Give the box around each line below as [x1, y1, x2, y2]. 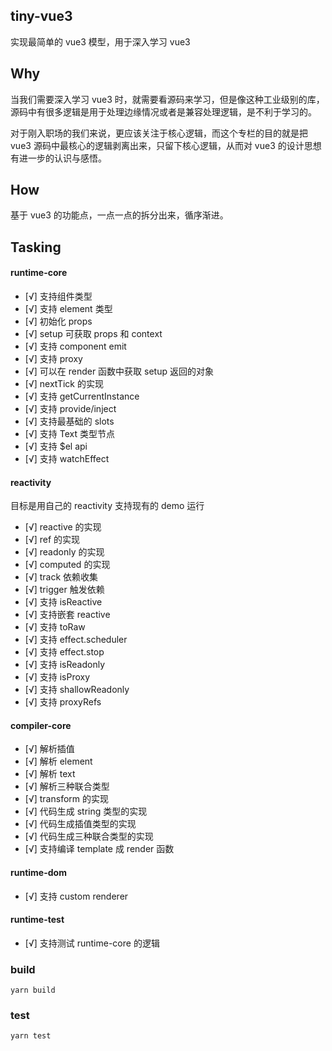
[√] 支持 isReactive [24, 596, 103, 608]
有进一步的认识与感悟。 [10, 152, 107, 164]
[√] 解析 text [24, 768, 76, 780]
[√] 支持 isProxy [24, 671, 91, 683]
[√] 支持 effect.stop [24, 646, 105, 658]
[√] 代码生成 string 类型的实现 [24, 805, 148, 818]
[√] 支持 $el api [24, 440, 88, 453]
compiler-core [10, 719, 72, 731]
